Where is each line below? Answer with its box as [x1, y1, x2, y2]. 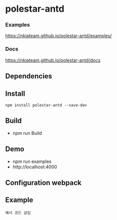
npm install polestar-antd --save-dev [5, 102, 87, 107]
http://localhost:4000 [12, 163, 57, 170]
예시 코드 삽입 [5, 210, 31, 215]
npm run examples [12, 158, 52, 164]
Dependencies [5, 72, 52, 80]
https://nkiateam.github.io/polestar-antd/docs [5, 57, 101, 63]
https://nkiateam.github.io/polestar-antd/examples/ [5, 33, 112, 39]
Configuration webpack [5, 179, 82, 187]
